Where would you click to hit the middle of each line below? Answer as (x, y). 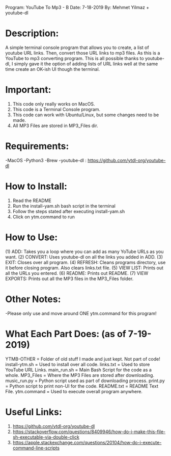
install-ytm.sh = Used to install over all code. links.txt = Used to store (78, 364)
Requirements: (37, 146)
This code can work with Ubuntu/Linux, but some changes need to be (86, 115)
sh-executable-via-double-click (46, 437)
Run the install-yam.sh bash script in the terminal (64, 206)
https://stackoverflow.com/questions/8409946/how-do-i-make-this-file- (89, 432)
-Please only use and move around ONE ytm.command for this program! (81, 313)
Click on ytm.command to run (44, 217)
